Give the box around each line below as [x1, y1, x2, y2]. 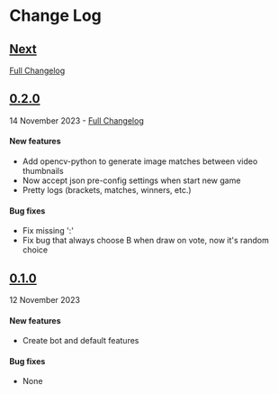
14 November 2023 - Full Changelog [9, 115, 144, 126]
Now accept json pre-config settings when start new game [22, 175, 241, 186]
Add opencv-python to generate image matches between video [22, 156, 258, 167]
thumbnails [22, 166, 65, 177]
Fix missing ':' [22, 225, 75, 236]
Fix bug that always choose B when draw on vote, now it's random [22, 235, 270, 246]
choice [22, 244, 49, 255]
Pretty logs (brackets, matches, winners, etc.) [22, 185, 192, 196]
